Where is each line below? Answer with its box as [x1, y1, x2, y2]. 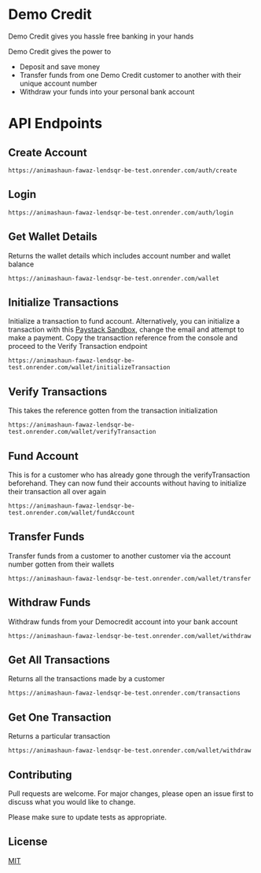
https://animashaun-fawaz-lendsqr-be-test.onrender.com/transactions [8, 689, 241, 697]
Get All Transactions [8, 654, 110, 667]
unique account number [19, 79, 97, 88]
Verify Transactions [8, 385, 108, 398]
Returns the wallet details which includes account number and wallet [8, 251, 231, 260]
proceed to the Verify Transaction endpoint [8, 342, 148, 351]
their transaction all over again [8, 487, 107, 496]
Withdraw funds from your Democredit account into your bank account [8, 617, 238, 626]
